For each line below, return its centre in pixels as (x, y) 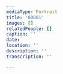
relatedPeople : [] (29, 29)
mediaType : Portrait (32, 12)
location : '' (22, 46)
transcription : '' (29, 57)
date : (13, 40)
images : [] (20, 23)
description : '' (26, 51)
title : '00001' (25, 17)
